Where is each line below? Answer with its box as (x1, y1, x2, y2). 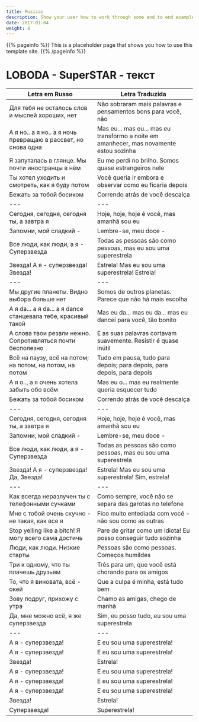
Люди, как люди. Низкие (9, 543, 81, 552)
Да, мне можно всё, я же (9, 612, 82, 620)
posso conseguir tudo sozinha (97, 534, 182, 542)
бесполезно (9, 344, 44, 352)
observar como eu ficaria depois (97, 181, 188, 189)
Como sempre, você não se (97, 492, 174, 501)
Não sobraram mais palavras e (97, 100, 182, 109)
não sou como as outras (97, 517, 164, 525)
